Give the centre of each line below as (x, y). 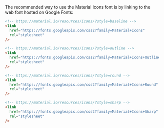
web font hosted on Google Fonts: (39, 12)
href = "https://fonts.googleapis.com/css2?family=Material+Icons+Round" (84, 85)
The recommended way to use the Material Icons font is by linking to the (78, 7)
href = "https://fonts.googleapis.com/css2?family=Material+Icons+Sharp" (84, 112)
